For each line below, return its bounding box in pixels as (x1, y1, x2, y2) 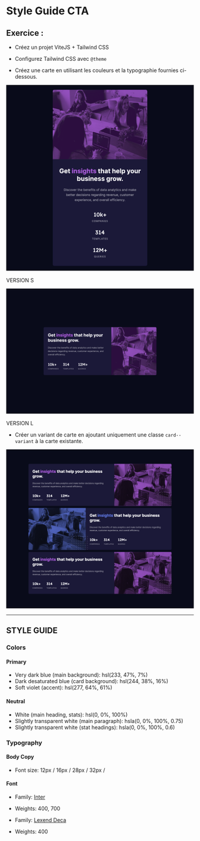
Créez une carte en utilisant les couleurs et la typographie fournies (14, 67, 179, 74)
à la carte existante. (35, 438, 83, 445)
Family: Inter (14, 793, 46, 800)
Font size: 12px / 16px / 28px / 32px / (14, 767, 105, 774)
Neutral (6, 698, 26, 705)
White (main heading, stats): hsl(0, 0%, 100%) (14, 711, 128, 718)
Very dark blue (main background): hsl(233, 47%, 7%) (14, 671, 148, 678)
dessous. (14, 73, 37, 80)
